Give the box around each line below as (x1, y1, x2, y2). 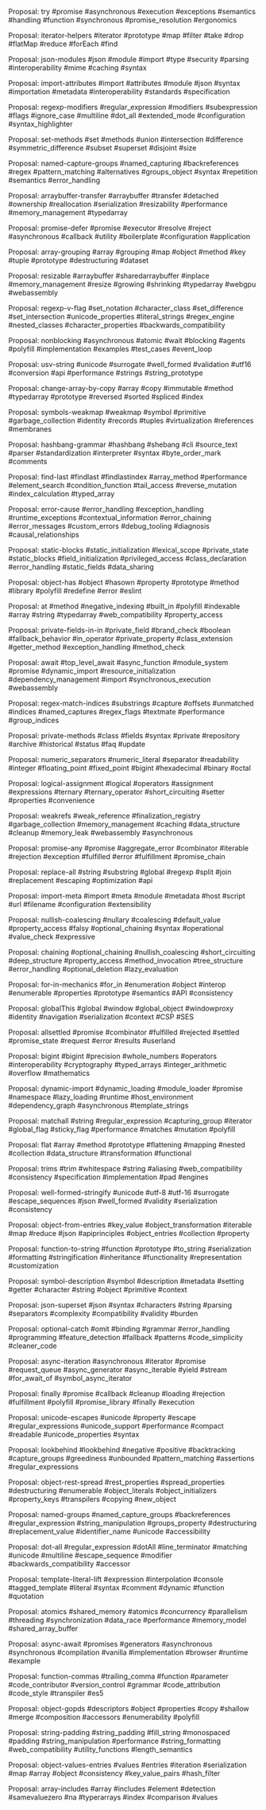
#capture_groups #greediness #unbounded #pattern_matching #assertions (8, 1453, 255, 1463)
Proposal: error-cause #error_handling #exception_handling (8, 505, 204, 514)
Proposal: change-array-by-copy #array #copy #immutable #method (8, 384, 234, 393)
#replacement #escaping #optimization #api (8, 876, 153, 885)
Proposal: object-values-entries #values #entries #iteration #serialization (8, 1760, 248, 1769)
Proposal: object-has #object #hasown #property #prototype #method (8, 577, 240, 587)
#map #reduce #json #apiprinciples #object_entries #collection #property (8, 1229, 250, 1237)
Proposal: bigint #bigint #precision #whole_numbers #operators (8, 1051, 217, 1061)
